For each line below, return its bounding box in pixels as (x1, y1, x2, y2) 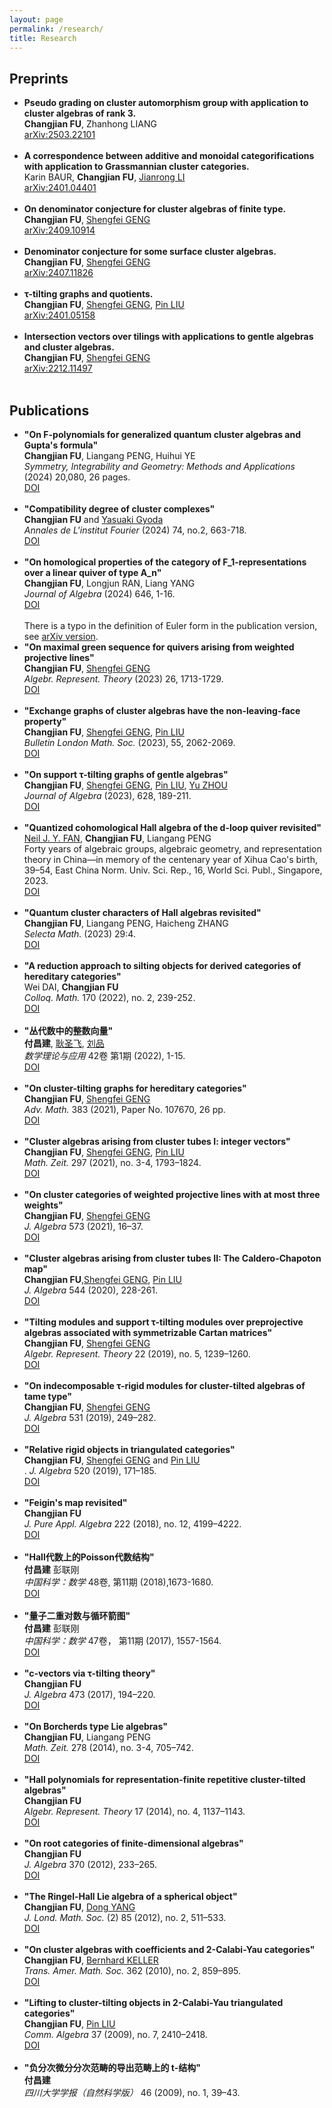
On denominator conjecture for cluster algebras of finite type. (23, 203, 287, 215)
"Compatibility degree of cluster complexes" (23, 503, 216, 515)
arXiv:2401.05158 (23, 309, 96, 321)
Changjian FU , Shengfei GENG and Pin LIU (23, 1454, 201, 1466)
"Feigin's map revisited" (23, 1497, 128, 1508)
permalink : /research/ (9, 24, 104, 34)
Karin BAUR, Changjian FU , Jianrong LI (23, 171, 186, 183)
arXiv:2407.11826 (23, 267, 94, 279)
